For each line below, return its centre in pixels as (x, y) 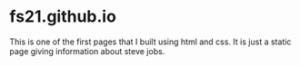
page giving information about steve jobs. (87, 51)
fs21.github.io (63, 17)
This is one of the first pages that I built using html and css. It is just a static (150, 42)
